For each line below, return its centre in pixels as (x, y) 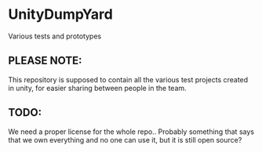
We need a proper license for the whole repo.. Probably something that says (131, 132)
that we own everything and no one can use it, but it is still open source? (125, 139)
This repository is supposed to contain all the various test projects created (128, 79)
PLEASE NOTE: (45, 61)
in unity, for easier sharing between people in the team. (97, 88)
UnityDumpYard (61, 14)
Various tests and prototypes (55, 36)
